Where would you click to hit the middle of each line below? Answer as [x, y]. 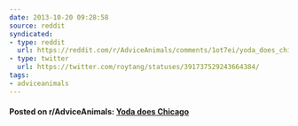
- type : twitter [39, 59]
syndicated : [31, 34]
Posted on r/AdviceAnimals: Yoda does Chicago [99, 112]
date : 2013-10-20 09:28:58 [59, 17]
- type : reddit [37, 42]
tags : [19, 75]
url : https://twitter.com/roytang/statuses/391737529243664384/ [138, 67]
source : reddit [37, 26]
